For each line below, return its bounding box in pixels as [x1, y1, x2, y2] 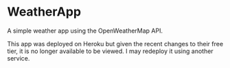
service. [7, 54, 30, 62]
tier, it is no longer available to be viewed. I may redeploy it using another [7, 47, 214, 55]
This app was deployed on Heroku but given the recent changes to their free [7, 39, 224, 48]
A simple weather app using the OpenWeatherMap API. [7, 27, 163, 35]
